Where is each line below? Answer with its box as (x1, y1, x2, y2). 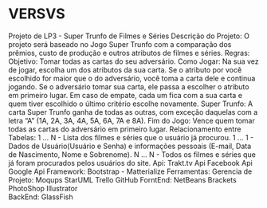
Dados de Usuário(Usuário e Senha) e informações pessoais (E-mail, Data (8, 141, 252, 151)
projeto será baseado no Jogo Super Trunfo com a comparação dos (8, 39, 232, 49)
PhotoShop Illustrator (8, 183, 78, 193)
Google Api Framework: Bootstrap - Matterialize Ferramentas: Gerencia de (8, 167, 253, 176)
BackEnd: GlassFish (8, 192, 73, 202)
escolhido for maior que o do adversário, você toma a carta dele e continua (8, 73, 256, 83)
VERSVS (8, 5, 65, 23)
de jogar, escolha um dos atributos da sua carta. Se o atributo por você (8, 65, 242, 74)
